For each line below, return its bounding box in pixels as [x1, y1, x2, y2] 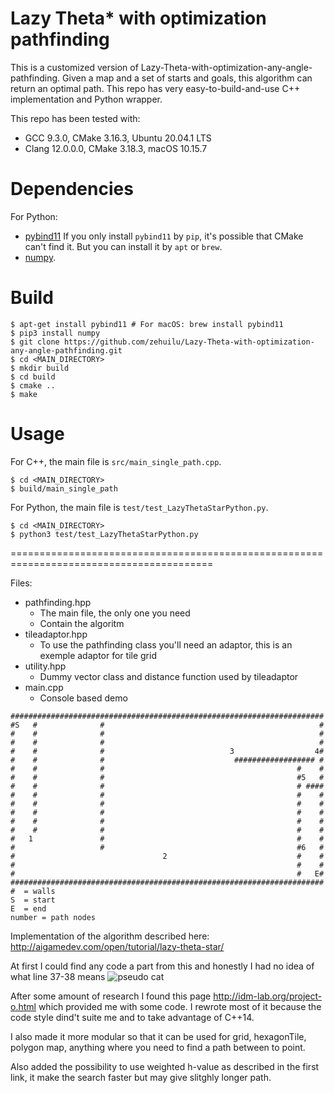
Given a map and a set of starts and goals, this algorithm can [62, 72, 313, 84]
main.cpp [24, 681, 64, 693]
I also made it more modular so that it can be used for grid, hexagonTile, [10, 1030, 307, 1042]
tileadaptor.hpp [24, 628, 88, 640]
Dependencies [10, 178, 134, 201]
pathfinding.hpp [24, 596, 92, 608]
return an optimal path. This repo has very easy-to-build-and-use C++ [10, 82, 301, 94]
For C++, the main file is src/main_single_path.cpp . [10, 455, 222, 467]
